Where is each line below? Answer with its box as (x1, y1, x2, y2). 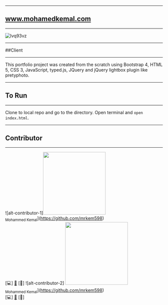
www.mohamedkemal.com (5, 15, 91, 23)
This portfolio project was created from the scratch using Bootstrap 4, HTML (5, 61, 163, 68)
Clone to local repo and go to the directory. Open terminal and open (5, 109, 143, 115)
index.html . (5, 115, 29, 121)
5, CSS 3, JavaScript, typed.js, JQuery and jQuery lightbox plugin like (5, 67, 148, 73)
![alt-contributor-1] (5, 210, 43, 216)
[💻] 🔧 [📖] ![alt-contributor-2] (5, 280, 64, 286)
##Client (5, 47, 23, 53)
